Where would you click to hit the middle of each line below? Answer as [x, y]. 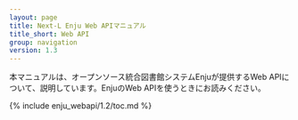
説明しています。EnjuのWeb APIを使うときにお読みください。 [153, 88]
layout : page [33, 17]
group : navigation [43, 42]
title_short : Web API [50, 34]
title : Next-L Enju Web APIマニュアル [78, 26]
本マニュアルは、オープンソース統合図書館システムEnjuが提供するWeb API [146, 77]
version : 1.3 [33, 51]
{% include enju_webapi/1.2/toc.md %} [81, 106]
